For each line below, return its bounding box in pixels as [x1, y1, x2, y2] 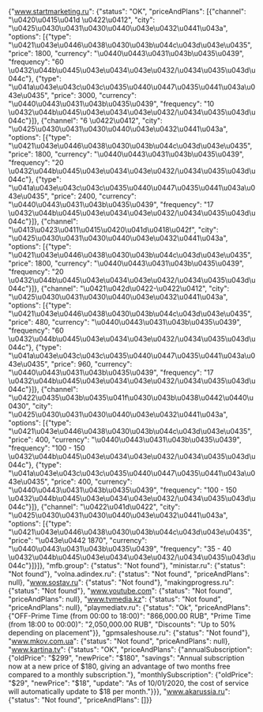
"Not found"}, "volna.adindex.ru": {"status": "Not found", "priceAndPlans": [8, 569, 250, 578]
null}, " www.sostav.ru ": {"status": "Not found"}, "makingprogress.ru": [8, 578, 235, 587]
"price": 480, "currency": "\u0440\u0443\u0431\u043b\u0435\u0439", [8, 318, 242, 326]
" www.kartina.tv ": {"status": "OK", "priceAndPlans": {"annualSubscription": [8, 645, 253, 654]
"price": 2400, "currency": [51, 191, 137, 201]
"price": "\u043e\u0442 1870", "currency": [8, 536, 148, 544]
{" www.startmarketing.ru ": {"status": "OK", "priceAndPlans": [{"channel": [8, 7, 246, 16]
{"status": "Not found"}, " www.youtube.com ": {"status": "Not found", [8, 586, 233, 595]
